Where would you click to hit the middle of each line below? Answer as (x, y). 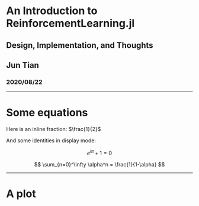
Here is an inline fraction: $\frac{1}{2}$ (54, 129)
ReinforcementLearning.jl (70, 23)
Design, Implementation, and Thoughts (80, 45)
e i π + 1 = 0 (99, 153)
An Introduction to (52, 11)
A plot (21, 194)
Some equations (47, 113)
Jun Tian (23, 65)
